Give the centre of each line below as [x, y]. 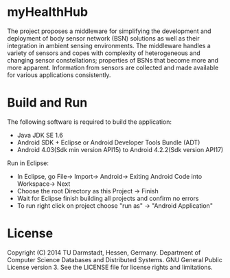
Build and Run [47, 103]
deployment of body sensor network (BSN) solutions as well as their [103, 38]
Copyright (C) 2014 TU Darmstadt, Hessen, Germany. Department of [104, 253]
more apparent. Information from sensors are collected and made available [113, 67]
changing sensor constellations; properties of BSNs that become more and [113, 60]
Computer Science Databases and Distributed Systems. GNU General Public [115, 259]
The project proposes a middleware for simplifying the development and [109, 31]
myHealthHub [47, 12]
